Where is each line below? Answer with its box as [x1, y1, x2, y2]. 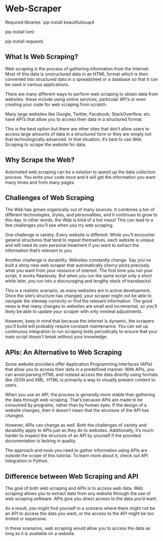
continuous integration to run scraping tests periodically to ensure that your [5, 329, 158, 335]
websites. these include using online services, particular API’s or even [5, 96, 146, 102]
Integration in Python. [5, 458, 49, 464]
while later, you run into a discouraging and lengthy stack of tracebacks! [5, 278, 151, 284]
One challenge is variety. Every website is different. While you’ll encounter [5, 232, 156, 238]
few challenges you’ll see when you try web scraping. [5, 222, 114, 228]
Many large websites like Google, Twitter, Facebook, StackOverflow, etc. [5, 111, 151, 117]
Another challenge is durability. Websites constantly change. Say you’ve [5, 257, 151, 263]
